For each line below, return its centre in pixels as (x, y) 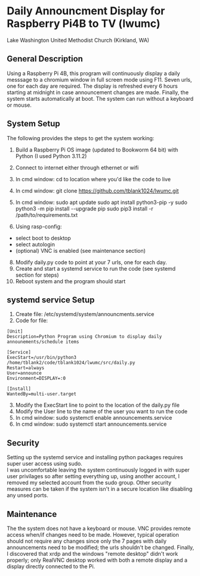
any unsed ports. (27, 496)
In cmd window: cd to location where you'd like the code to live (93, 179)
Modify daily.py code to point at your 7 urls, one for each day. (91, 262)
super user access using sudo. (44, 464)
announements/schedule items (43, 342)
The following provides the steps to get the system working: (81, 138)
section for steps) (37, 275)
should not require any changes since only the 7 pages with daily (87, 541)
